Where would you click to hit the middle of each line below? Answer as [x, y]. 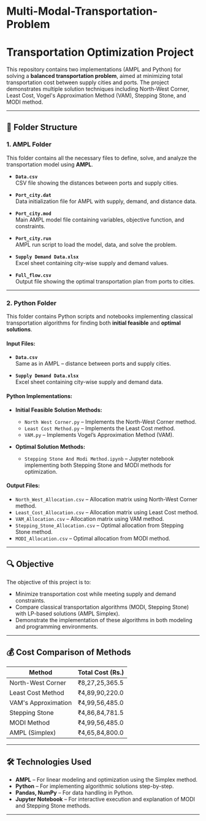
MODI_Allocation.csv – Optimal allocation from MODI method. [93, 538]
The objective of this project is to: [49, 582]
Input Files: [21, 343]
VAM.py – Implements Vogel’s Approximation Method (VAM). [99, 434]
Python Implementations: [39, 396]
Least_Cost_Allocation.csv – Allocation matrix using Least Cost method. [107, 512]
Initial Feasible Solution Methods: [59, 410]
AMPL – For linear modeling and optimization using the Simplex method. [106, 780]
